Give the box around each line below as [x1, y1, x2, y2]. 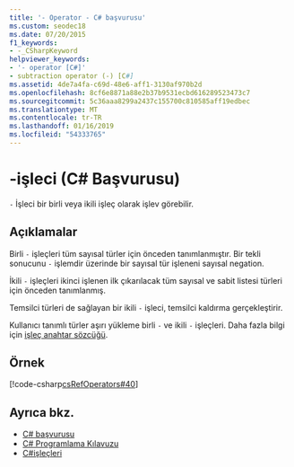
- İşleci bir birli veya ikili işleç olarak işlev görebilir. [9, 198, 195, 209]
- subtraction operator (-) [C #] [9, 72, 134, 81]
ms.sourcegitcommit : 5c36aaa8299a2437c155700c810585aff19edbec [9, 96, 251, 106]
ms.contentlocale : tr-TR [9, 113, 102, 122]
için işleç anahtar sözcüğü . [9, 329, 108, 339]
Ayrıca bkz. [9, 405, 74, 420]
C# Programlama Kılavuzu [22, 438, 119, 449]
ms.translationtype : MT [9, 105, 99, 114]
